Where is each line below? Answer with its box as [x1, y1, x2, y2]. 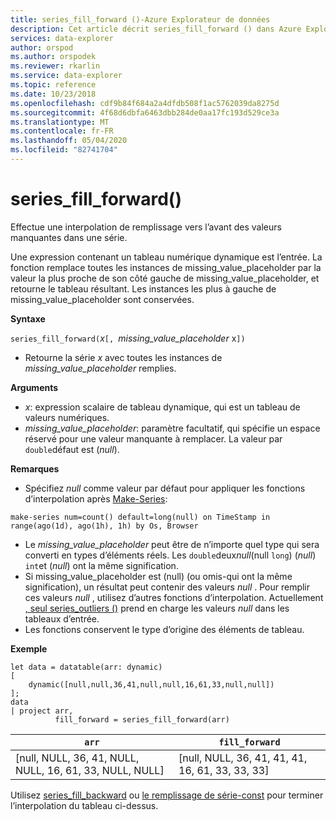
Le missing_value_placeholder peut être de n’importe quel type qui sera [24, 538, 320, 550]
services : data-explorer [10, 33, 114, 43]
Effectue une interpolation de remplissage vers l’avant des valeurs [10, 221, 282, 233]
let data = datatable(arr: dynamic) [10, 662, 163, 672]
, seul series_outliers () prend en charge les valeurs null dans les [24, 602, 290, 614]
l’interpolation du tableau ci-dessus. [10, 799, 159, 811]
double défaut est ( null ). [24, 443, 120, 455]
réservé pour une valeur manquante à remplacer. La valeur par [24, 432, 283, 445]
